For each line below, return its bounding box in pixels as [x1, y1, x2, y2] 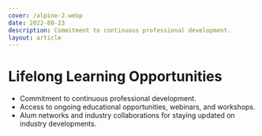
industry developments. [19, 119, 97, 129]
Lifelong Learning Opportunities [8, 68, 223, 85]
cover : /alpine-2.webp [8, 11, 83, 20]
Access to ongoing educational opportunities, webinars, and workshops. [19, 102, 256, 111]
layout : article [8, 33, 62, 42]
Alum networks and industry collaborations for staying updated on [19, 111, 235, 120]
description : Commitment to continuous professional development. [8, 26, 231, 34]
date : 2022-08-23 [8, 19, 65, 27]
